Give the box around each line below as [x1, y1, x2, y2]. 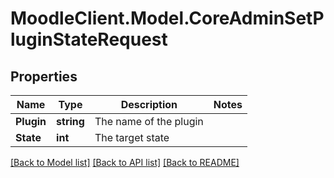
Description [120, 98, 178, 111]
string [56, 115, 85, 128]
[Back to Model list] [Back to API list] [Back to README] [10, 157, 240, 168]
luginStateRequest [10, 28, 168, 51]
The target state [94, 131, 170, 144]
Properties [10, 68, 78, 85]
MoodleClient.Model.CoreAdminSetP [10, 7, 325, 30]
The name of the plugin [94, 115, 204, 128]
